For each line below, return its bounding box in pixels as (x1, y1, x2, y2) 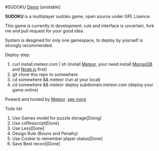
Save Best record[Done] (12, 141, 61, 147)
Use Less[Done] (12, 125, 45, 131)
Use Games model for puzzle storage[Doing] (12, 115, 102, 121)
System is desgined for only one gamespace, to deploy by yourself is (5, 37, 143, 43)
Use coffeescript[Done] (12, 121, 60, 126)
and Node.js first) (12, 66, 47, 72)
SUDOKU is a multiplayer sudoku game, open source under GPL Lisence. (5, 14, 151, 19)
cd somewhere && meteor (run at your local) (12, 77, 101, 82)
